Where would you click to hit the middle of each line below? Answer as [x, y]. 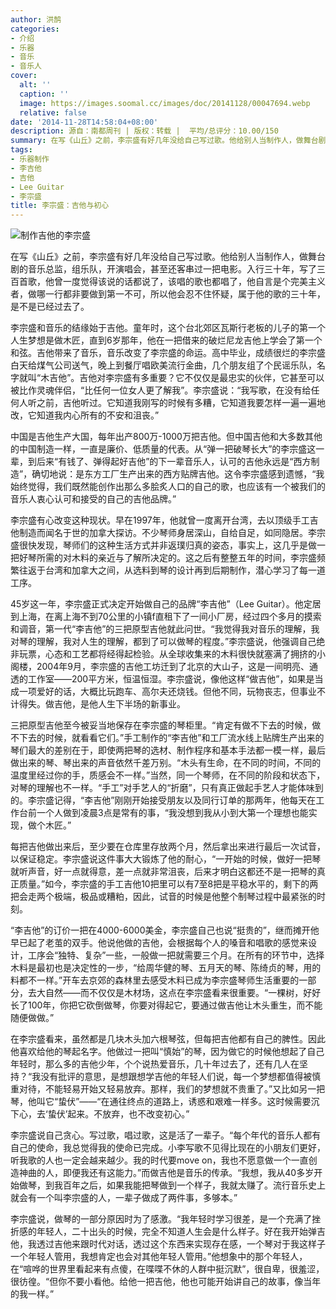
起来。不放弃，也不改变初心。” [128, 1114]
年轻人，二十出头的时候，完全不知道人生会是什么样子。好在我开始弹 [176, 1232]
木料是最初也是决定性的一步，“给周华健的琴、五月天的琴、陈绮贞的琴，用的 [166, 968]
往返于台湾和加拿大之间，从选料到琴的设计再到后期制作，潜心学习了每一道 [172, 570]
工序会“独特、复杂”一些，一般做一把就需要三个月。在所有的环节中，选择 [176, 955]
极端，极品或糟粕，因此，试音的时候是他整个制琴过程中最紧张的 [185, 897]
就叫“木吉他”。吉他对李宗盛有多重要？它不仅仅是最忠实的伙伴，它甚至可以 [171, 378]
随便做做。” [32, 1018]
